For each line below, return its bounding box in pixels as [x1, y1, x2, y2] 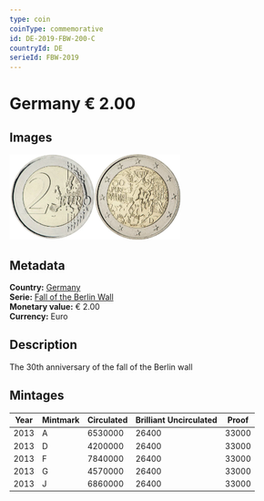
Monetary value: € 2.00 [9, 301, 100, 312]
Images [9, 129, 53, 145]
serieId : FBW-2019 [9, 53, 79, 63]
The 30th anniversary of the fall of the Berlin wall [9, 361, 193, 373]
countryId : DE [9, 44, 64, 53]
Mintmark [42, 414, 80, 425]
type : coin [9, 15, 51, 24]
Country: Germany [9, 281, 81, 292]
